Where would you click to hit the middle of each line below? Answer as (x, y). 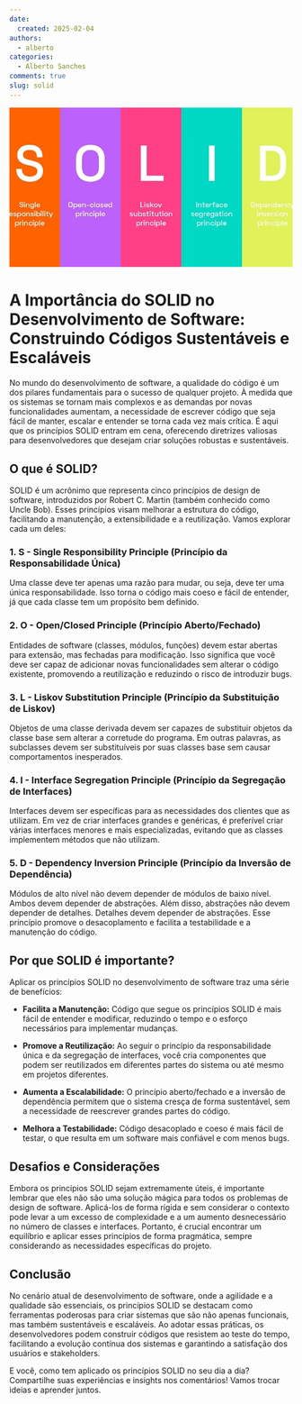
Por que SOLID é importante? (92, 960)
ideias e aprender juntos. (55, 1390)
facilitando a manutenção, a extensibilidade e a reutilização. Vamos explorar (150, 519)
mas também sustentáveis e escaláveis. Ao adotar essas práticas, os (137, 1324)
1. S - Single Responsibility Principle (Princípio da (119, 552)
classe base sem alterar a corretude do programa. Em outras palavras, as (145, 737)
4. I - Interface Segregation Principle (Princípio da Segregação (147, 779)
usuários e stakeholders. (55, 1353)
